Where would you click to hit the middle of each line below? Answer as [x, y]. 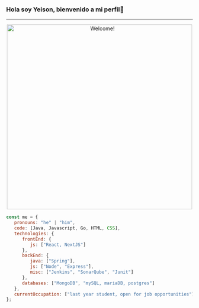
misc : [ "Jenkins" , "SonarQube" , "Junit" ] [82, 272]
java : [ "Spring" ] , [53, 261]
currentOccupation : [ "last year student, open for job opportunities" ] [104, 294]
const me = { [22, 217]
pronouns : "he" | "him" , [45, 223]
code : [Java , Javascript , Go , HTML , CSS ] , [67, 228]
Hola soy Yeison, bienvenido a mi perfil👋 [65, 9]
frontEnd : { [36, 239]
